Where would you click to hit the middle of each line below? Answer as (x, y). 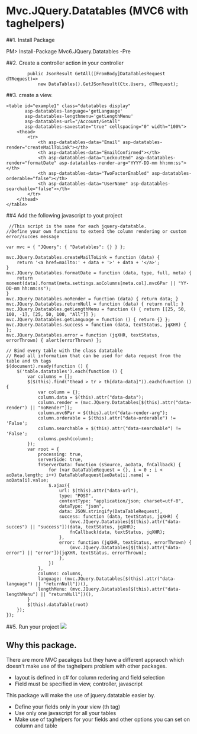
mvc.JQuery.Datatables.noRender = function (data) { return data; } (92, 299)
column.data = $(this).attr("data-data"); (91, 397)
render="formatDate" (32, 163)
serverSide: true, (60, 459)
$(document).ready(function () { (47, 366)
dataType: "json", (82, 506)
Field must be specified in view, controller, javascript (79, 684)
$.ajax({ (59, 485)
